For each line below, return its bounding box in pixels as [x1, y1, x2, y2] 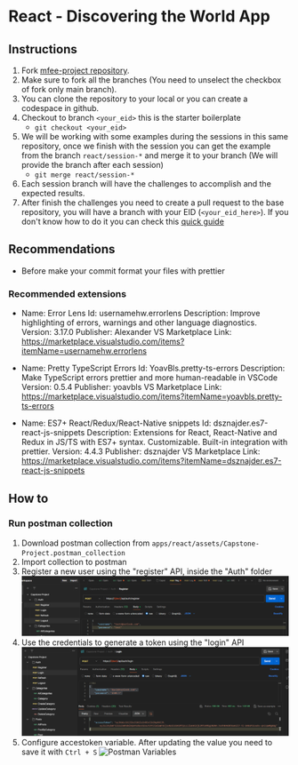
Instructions [8, 42, 77, 57]
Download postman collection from [20, 538, 150, 548]
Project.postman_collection [20, 548, 125, 557]
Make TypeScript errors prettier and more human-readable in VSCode [20, 372, 278, 383]
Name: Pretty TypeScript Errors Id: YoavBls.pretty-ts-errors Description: [20, 363, 286, 374]
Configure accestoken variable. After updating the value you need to [20, 737, 273, 747]
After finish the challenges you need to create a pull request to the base [20, 197, 285, 208]
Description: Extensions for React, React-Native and [86, 427, 278, 438]
